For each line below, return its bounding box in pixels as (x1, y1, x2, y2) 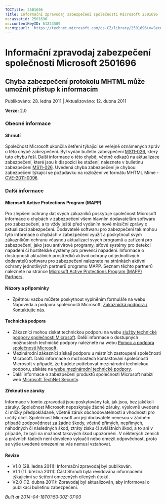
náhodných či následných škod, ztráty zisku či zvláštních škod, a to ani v (5, 425, 153, 431)
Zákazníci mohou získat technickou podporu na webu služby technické (12, 329, 157, 335)
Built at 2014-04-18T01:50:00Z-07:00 (5, 494, 82, 500)
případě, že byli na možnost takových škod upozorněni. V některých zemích (5, 430, 160, 436)
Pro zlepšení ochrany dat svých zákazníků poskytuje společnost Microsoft (5, 211, 157, 217)
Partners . (5, 274, 24, 280)
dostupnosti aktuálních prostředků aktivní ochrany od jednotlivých (5, 253, 140, 259)
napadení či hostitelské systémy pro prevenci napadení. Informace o (5, 247, 144, 253)
